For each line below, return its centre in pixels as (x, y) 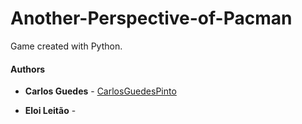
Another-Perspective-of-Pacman (151, 18)
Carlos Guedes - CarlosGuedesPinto (100, 91)
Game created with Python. (66, 46)
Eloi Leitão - (50, 111)
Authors (28, 69)
